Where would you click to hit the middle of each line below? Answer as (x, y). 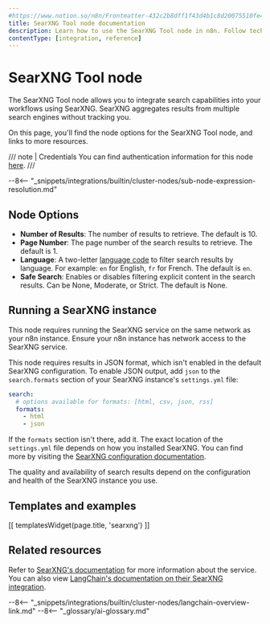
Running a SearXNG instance (83, 310)
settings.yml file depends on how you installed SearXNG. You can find (126, 448)
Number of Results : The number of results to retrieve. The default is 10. (139, 234)
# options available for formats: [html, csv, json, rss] (115, 402)
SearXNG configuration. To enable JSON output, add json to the (115, 371)
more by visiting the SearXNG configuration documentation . (107, 457)
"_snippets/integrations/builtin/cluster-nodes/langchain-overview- (141, 602)
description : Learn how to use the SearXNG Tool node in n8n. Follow (127, 31)
